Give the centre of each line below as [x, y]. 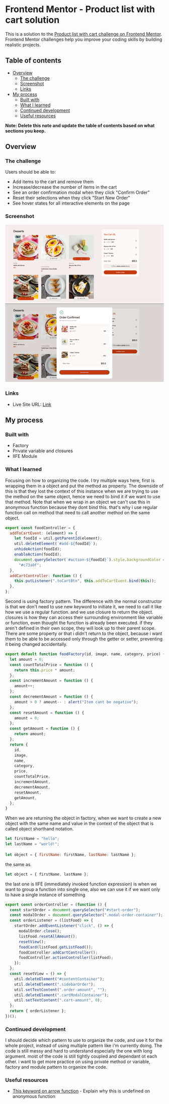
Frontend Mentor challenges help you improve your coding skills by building [84, 39]
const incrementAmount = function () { [52, 681]
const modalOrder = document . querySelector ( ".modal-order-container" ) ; [87, 915]
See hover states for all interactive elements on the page [71, 203]
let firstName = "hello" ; [32, 839]
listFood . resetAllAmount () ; [48, 936]
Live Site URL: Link [32, 404]
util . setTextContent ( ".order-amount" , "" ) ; [61, 990]
